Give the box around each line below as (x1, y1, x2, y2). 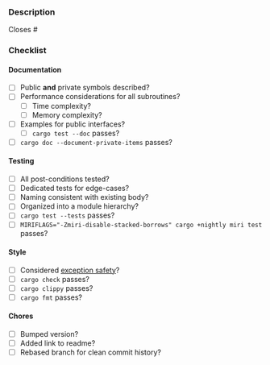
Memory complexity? (31, 110, 102, 119)
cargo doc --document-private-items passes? (19, 137, 173, 147)
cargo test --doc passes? (31, 128, 120, 138)
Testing (8, 156, 35, 166)
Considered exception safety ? (19, 265, 120, 275)
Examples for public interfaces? (19, 119, 126, 129)
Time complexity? (31, 101, 91, 110)
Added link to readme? (19, 338, 96, 348)
